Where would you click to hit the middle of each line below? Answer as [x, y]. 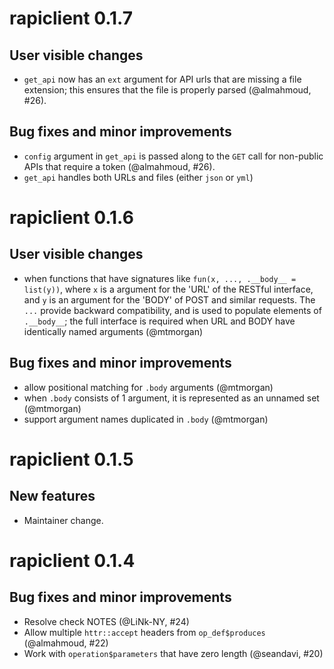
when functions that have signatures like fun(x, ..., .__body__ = [160, 278]
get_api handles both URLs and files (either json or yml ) [138, 177]
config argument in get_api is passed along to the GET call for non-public [173, 156]
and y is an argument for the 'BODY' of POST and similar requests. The [169, 299]
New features [52, 496]
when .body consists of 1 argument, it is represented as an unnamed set [171, 398]
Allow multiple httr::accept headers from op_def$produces [144, 632]
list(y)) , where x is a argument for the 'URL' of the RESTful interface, [168, 289]
